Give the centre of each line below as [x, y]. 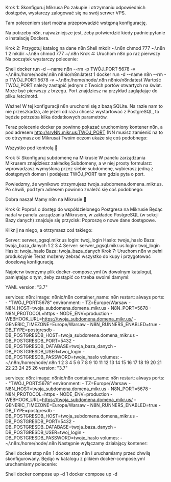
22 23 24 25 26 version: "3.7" [36, 368]
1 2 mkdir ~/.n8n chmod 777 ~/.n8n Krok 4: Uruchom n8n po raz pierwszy [83, 54]
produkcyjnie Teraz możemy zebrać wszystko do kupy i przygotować [78, 256]
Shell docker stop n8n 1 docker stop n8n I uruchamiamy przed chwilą [78, 453]
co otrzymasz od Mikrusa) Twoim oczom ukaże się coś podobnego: [77, 138]
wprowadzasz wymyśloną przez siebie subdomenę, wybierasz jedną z [79, 168]
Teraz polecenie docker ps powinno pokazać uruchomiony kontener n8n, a [84, 127]
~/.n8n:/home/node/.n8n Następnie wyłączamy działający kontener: [77, 443]
